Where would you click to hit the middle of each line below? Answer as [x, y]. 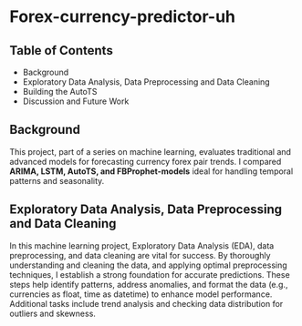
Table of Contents [62, 51]
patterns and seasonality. [57, 180]
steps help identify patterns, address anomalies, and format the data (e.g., [149, 284]
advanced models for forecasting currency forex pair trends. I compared [146, 161]
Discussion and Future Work [76, 101]
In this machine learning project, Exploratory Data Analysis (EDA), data [142, 245]
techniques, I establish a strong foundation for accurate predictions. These [150, 274]
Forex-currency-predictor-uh [122, 17]
